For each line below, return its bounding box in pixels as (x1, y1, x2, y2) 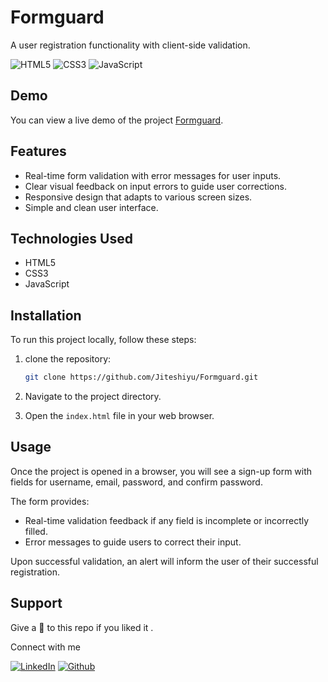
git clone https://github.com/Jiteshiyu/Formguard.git (24, 372, 259, 383)
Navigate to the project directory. (24, 391, 162, 403)
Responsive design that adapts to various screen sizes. (24, 191, 253, 203)
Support (10, 595, 63, 612)
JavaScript (24, 278, 70, 290)
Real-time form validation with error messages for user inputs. (24, 169, 282, 181)
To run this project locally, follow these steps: (10, 334, 197, 346)
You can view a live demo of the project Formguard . (10, 114, 224, 126)
